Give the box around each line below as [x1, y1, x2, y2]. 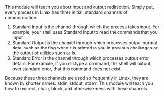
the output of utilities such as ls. [12, 50, 77, 56]
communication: [5, 15, 38, 20]
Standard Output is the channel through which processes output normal [12, 40, 157, 46]
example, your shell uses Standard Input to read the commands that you [12, 29, 158, 35]
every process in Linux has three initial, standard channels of [5, 9, 128, 15]
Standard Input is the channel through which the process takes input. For [12, 24, 160, 30]
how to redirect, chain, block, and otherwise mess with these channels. [5, 86, 149, 91]
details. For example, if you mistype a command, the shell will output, [12, 61, 152, 66]
